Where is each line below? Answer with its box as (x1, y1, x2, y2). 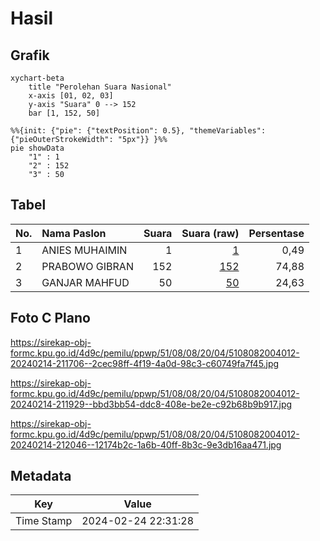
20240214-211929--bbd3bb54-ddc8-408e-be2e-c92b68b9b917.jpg (10, 398, 293, 410)
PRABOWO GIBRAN (41, 259, 134, 273)
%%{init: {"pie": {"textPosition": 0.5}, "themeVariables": (10, 126, 267, 136)
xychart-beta (10, 73, 65, 83)
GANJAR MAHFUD (41, 275, 130, 289)
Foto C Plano (10, 310, 91, 327)
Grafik (10, 47, 50, 64)
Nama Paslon (41, 226, 107, 240)
